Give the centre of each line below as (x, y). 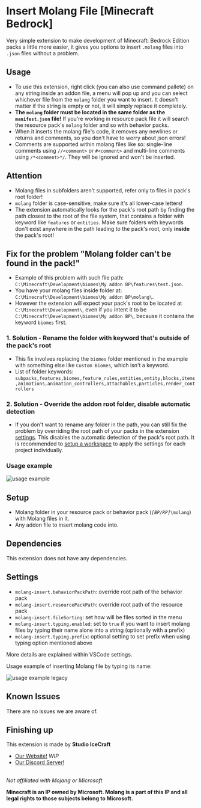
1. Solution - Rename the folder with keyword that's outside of (98, 338)
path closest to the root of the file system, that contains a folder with (99, 216)
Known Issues (33, 696)
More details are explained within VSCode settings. (69, 654)
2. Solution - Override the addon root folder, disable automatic (98, 404)
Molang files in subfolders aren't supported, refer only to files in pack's (103, 190)
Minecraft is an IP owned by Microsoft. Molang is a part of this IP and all (97, 792)
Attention (24, 176)
